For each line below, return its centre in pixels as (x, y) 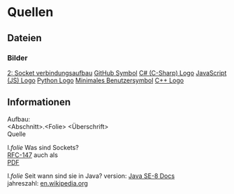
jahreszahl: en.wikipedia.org (48, 183)
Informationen (39, 102)
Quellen (30, 12)
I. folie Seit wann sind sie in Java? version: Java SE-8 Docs (91, 176)
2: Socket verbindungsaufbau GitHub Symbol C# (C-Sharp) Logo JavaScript (117, 73)
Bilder (17, 58)
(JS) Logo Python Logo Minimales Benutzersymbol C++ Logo (95, 80)
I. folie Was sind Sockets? (43, 147)
